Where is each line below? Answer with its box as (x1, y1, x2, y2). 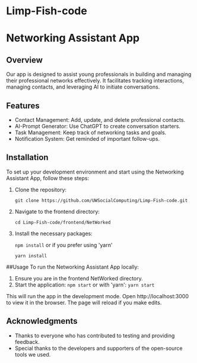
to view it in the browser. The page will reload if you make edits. (6, 299, 162, 306)
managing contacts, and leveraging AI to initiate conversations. (6, 83, 160, 90)
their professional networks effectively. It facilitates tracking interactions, (6, 77, 184, 84)
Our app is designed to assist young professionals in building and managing (6, 71, 192, 78)
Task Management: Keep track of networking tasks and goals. (14, 129, 167, 136)
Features (6, 100, 40, 111)
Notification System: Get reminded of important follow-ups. (14, 135, 160, 142)
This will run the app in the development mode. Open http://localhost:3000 (6, 292, 189, 299)
